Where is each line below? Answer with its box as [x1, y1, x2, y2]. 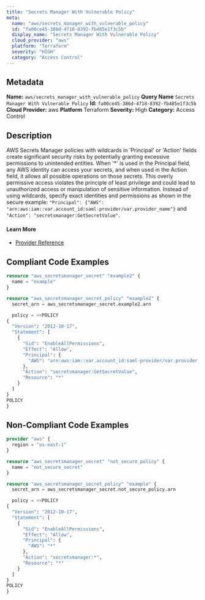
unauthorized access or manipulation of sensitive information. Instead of [6, 186, 189, 193]
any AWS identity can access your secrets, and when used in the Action [6, 166, 187, 174]
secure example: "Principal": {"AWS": [6, 199, 104, 206]
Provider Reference [15, 239, 64, 246]
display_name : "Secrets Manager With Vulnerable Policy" [12, 32, 160, 38]
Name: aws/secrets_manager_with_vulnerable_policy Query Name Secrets [6, 93, 195, 101]
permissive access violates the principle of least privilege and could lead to [6, 179, 196, 186]
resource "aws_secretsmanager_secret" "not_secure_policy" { [6, 458, 165, 464]
